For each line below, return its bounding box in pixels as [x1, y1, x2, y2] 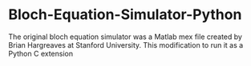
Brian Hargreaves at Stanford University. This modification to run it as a [8, 40, 244, 49]
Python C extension [8, 49, 74, 58]
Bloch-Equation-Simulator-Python [8, 6, 242, 24]
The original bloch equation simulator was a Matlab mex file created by [8, 32, 243, 41]
